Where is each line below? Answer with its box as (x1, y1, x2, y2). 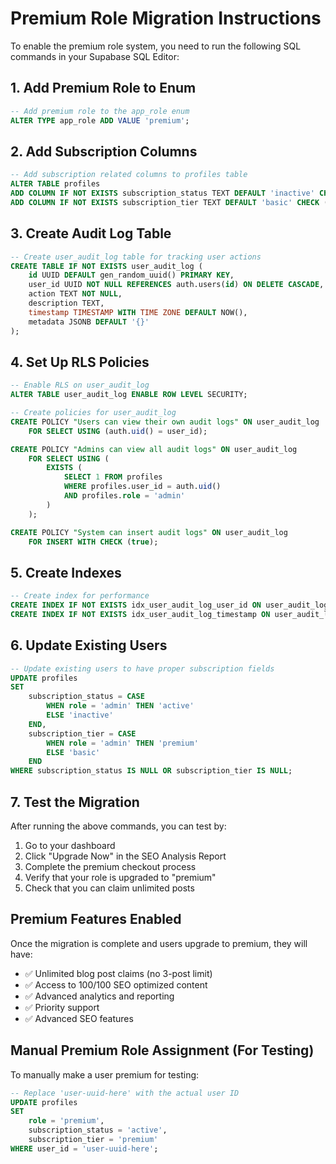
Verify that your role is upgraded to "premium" (24, 872, 217, 883)
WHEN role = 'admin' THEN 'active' (46, 701, 195, 711)
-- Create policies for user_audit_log (10, 408, 177, 418)
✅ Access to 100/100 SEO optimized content (24, 978, 208, 991)
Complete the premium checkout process (24, 861, 197, 872)
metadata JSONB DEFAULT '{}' (28, 317, 150, 327)
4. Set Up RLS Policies (10, 353, 150, 371)
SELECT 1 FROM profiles (63, 472, 163, 482)
